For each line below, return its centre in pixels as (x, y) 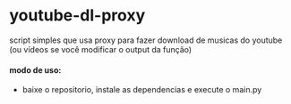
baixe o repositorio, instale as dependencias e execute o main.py (142, 90)
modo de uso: (35, 70)
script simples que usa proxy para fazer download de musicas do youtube (146, 40)
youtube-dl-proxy (77, 16)
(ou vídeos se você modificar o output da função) (101, 49)
